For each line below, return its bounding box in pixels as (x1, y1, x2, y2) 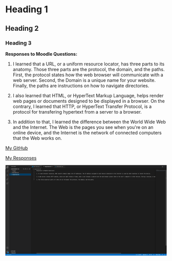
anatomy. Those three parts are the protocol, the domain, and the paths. (12, 66, 165, 72)
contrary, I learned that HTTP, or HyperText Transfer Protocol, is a (12, 103, 152, 110)
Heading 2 (5, 24, 39, 33)
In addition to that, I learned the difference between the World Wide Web (12, 119, 166, 125)
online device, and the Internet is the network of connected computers (12, 129, 162, 136)
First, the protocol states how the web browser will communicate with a (12, 72, 164, 78)
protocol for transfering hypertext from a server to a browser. (12, 108, 142, 115)
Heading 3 (5, 39, 32, 47)
